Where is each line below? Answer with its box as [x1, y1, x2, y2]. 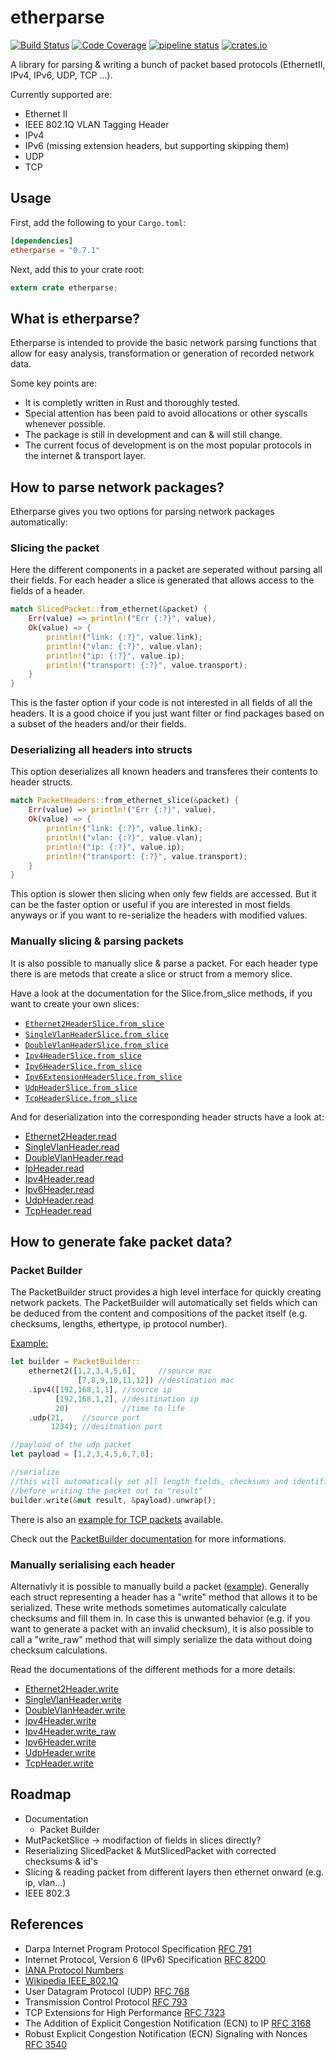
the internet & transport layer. [24, 450, 146, 462]
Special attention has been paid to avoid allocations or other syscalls [24, 407, 308, 420]
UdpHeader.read [24, 1194, 94, 1206]
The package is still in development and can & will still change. [24, 429, 283, 441]
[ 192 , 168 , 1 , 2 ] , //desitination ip [54, 1394, 199, 1404]
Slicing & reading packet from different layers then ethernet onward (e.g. [24, 1866, 325, 1878]
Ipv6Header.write [24, 1736, 97, 1748]
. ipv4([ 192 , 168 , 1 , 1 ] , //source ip [28, 1384, 172, 1395]
